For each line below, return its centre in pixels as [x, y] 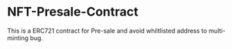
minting [18, 37]
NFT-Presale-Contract [73, 12]
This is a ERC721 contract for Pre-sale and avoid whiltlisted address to [107, 31]
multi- [217, 31]
